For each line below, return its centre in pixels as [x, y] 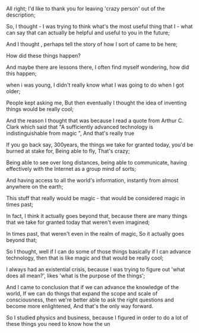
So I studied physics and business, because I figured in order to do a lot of [97, 318]
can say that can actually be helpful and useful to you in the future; [88, 33]
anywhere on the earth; [35, 187]
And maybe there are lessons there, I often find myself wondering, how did [98, 67]
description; [21, 15]
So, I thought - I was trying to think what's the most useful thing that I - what [99, 26]
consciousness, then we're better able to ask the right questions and [90, 300]
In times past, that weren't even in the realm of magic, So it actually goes [95, 234]
